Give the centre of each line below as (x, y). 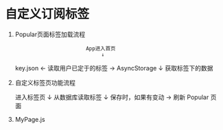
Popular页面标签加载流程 (50, 34)
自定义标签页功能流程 (45, 82)
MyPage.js (30, 119)
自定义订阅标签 (47, 14)
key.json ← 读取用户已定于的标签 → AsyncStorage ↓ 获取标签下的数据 (114, 68)
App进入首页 (101, 49)
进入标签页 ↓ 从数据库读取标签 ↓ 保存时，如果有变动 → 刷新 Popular (112, 97)
